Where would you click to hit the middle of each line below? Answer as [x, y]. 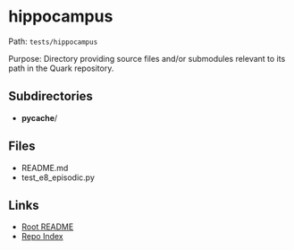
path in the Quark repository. [61, 68]
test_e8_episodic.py [58, 177]
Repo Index [42, 237]
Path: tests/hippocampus [53, 41]
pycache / [39, 117]
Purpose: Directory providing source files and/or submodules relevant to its [147, 58]
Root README [47, 227]
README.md [45, 168]
